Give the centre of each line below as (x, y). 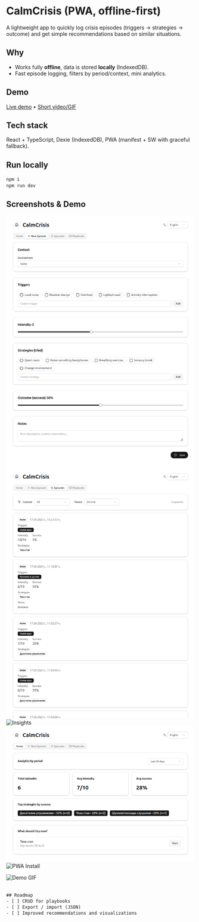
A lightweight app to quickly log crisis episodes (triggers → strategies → (95, 27)
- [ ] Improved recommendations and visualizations (71, 913)
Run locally (27, 165)
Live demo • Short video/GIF (41, 106)
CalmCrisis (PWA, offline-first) (83, 11)
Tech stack (27, 125)
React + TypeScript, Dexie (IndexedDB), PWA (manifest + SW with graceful (98, 140)
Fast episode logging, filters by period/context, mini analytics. (91, 73)
